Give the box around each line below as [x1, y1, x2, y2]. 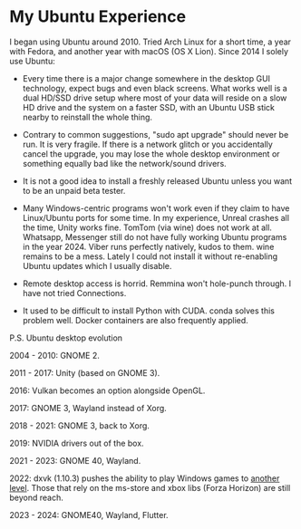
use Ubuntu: [9, 55, 56, 66]
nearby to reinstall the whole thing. [22, 111, 152, 122]
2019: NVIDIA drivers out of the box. [9, 438, 144, 448]
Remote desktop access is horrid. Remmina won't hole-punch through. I [22, 278, 292, 289]
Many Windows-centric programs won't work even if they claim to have [22, 202, 290, 214]
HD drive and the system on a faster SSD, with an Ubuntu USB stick [22, 101, 275, 112]
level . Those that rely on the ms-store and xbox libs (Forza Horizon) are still [9, 482, 291, 493]
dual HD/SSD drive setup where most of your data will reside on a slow [22, 92, 287, 103]
